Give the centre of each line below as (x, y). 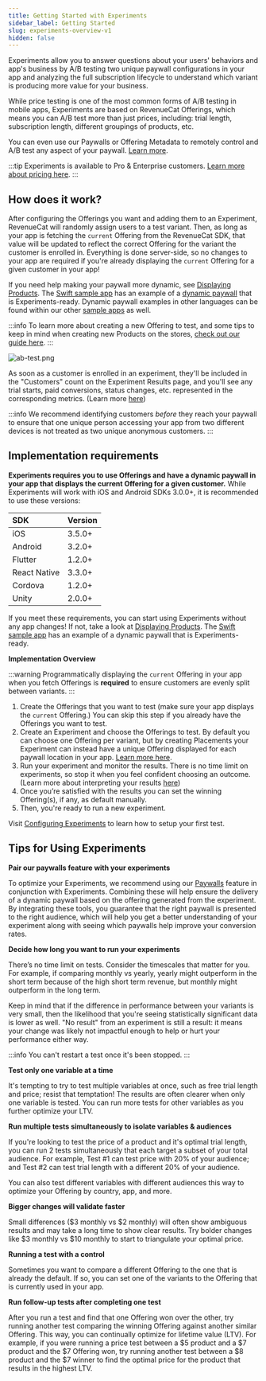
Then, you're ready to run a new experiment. (93, 808)
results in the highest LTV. (50, 1368)
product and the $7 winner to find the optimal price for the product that (124, 1360)
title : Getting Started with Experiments (78, 16)
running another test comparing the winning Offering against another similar (133, 1325)
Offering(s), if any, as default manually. (83, 799)
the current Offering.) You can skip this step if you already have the (130, 715)
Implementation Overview (52, 658)
